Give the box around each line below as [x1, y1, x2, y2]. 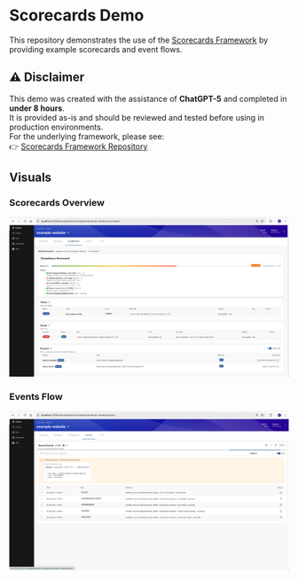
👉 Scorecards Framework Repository [9, 141, 148, 152]
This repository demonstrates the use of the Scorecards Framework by [9, 35, 269, 45]
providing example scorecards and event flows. [9, 43, 184, 54]
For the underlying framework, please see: [9, 130, 165, 142]
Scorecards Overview [9, 197, 105, 209]
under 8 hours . [9, 103, 65, 113]
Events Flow [9, 390, 64, 403]
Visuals [9, 170, 51, 185]
